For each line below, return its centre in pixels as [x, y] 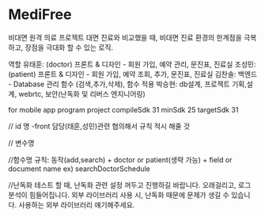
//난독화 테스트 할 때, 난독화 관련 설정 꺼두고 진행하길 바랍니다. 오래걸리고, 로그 [130, 185]
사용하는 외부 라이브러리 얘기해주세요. [77, 204]
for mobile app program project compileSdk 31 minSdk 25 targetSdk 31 [123, 109]
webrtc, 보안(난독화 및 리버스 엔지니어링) [82, 93]
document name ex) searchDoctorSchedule [79, 169]
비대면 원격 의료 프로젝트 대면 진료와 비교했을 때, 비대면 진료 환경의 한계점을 [125, 37]
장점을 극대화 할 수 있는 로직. [69, 47]
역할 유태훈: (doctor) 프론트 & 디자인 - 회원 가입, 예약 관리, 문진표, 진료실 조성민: [132, 64]
